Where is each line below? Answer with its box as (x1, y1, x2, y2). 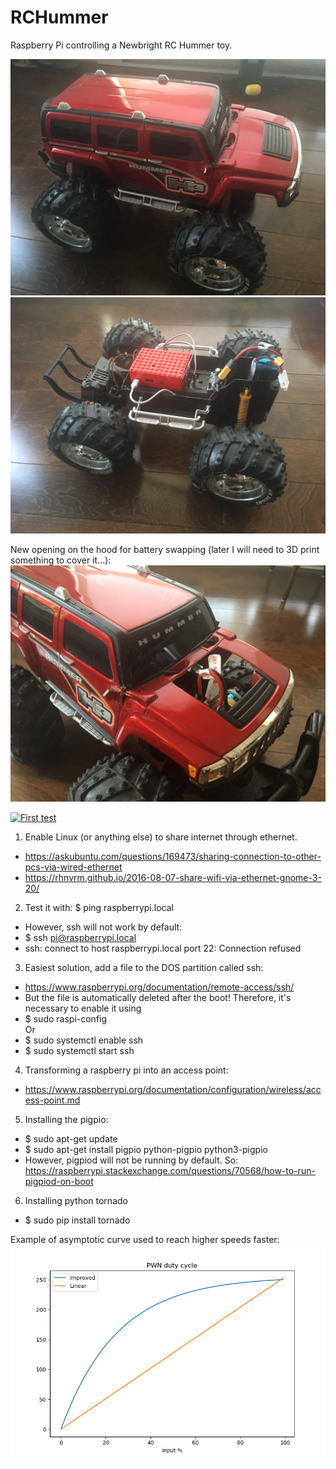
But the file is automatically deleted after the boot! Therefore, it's (24, 991, 292, 1003)
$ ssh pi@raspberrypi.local (24, 931, 137, 943)
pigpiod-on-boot (24, 1175, 94, 1187)
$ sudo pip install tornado (24, 1214, 131, 1226)
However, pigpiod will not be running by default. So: (24, 1154, 239, 1166)
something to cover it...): (10, 554, 112, 566)
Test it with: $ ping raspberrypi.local (24, 901, 174, 913)
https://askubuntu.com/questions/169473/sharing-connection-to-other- (24, 850, 322, 862)
